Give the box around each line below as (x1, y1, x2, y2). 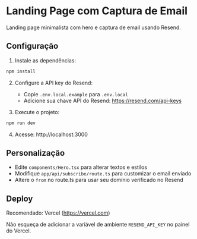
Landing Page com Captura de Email (6, 4, 188, 18)
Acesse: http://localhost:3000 (14, 131, 88, 138)
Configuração (6, 41, 59, 51)
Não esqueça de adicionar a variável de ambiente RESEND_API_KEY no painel (6, 221, 190, 228)
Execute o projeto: (14, 108, 60, 115)
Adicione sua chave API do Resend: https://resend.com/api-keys (23, 97, 182, 104)
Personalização (6, 147, 65, 158)
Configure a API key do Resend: (14, 79, 93, 86)
